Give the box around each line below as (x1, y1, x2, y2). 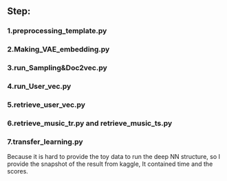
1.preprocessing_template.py (7, 26, 107, 36)
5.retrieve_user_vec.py (7, 100, 86, 109)
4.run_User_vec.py (7, 82, 72, 92)
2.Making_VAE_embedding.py (7, 45, 110, 54)
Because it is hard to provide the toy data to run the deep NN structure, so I (7, 153, 221, 161)
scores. (7, 167, 29, 175)
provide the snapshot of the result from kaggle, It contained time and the (7, 160, 213, 168)
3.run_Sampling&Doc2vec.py (7, 63, 108, 73)
